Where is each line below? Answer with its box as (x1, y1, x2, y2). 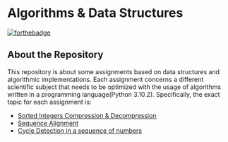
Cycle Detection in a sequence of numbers (17, 126, 143, 135)
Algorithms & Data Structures (7, 5, 184, 21)
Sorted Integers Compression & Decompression (17, 111, 157, 119)
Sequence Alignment (17, 119, 79, 127)
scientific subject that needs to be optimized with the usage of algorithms (7, 83, 221, 91)
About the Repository (7, 49, 104, 61)
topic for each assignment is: (7, 97, 92, 106)
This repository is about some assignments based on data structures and (7, 67, 220, 76)
